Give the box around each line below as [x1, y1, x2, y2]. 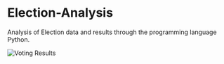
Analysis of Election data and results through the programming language [7, 28, 217, 36]
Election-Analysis [7, 5, 114, 21]
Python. [7, 35, 30, 43]
